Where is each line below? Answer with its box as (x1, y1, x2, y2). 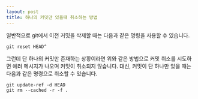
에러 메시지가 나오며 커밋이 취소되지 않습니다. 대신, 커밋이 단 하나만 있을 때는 (12, 62, 192, 70)
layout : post (6, 8, 39, 15)
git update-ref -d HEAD (6, 82, 66, 88)
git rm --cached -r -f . (6, 87, 68, 93)
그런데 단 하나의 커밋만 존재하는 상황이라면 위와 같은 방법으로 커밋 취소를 (6, 55, 176, 62)
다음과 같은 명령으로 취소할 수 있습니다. (6, 70, 98, 77)
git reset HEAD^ (6, 43, 47, 50)
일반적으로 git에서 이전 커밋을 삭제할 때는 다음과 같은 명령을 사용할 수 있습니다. (6, 31, 190, 39)
